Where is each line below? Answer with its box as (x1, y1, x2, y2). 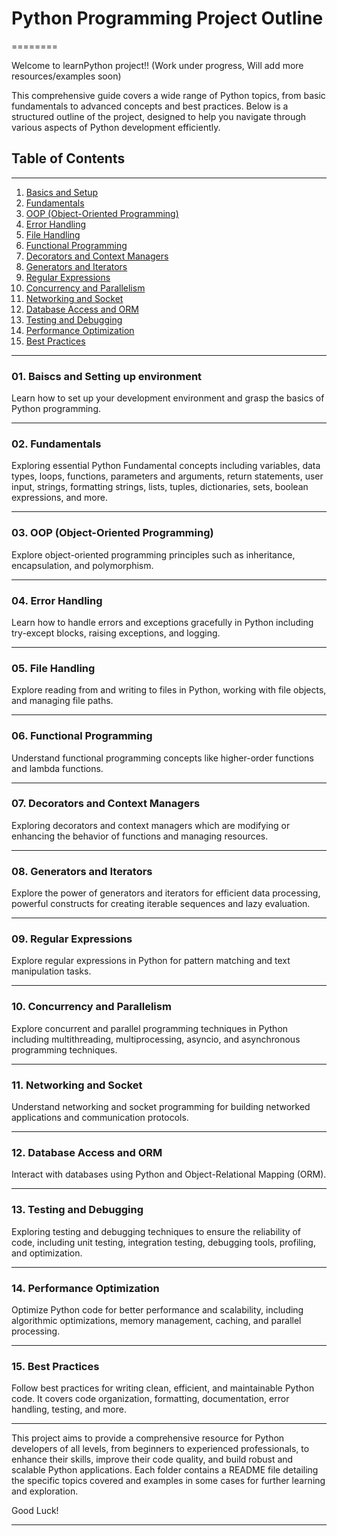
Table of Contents (11, 150, 126, 167)
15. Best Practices (11, 1359, 100, 1373)
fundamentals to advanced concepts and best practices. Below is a (11, 100, 289, 112)
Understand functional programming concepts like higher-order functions (11, 752, 314, 764)
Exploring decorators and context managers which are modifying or (11, 819, 291, 831)
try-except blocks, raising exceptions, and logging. (11, 627, 221, 639)
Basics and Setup (25, 186, 99, 198)
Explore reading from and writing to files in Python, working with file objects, (11, 684, 327, 696)
